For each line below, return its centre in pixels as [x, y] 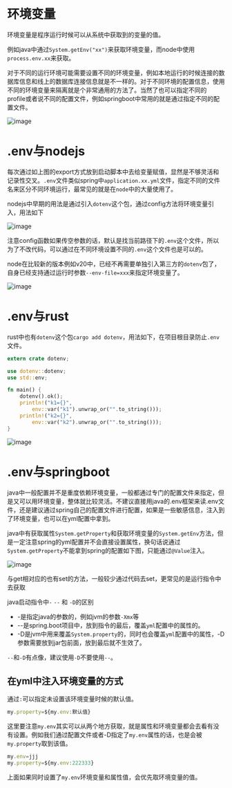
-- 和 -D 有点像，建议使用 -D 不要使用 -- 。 [62, 657]
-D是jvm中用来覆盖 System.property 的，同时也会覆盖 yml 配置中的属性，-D [121, 634]
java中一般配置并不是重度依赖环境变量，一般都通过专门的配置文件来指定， [113, 493]
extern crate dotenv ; [38, 358]
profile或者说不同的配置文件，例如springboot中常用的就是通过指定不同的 [110, 98]
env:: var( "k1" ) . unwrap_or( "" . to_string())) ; [97, 410]
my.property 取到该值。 [39, 744]
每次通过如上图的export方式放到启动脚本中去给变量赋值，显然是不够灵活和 [113, 172]
